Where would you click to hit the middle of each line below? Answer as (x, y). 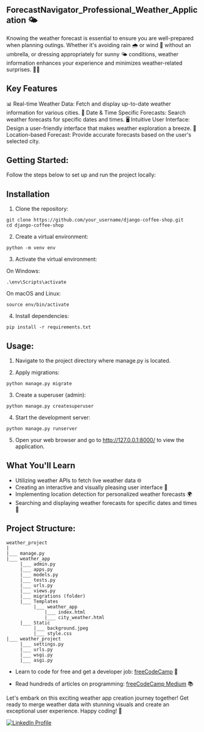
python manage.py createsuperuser (50, 406)
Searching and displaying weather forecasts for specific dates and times (106, 502)
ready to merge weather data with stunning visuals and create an (88, 704)
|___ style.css (52, 633)
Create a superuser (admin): (51, 395)
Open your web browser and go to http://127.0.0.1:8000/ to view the (100, 440)
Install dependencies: (42, 316)
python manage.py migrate (39, 384)
